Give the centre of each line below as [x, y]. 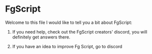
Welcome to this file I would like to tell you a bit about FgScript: [69, 22]
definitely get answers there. [41, 37]
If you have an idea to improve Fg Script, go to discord [67, 46]
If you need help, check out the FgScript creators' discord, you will [80, 32]
